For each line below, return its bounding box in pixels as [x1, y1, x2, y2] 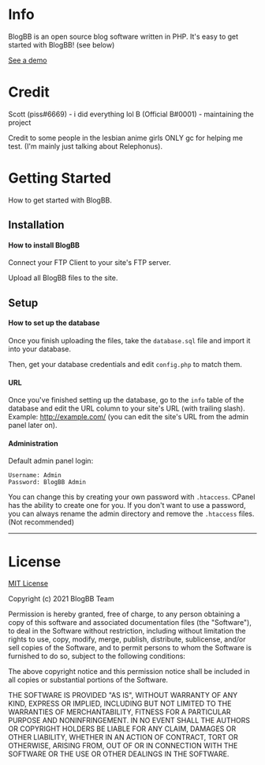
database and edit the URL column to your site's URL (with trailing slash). [8, 403, 246, 413]
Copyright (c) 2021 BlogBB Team [8, 594, 114, 604]
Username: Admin [8, 471, 62, 479]
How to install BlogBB [8, 240, 80, 250]
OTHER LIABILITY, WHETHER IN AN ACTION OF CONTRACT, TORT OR [8, 733, 238, 742]
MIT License [8, 579, 49, 589]
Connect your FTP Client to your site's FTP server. [8, 258, 171, 267]
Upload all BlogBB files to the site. [8, 273, 118, 282]
